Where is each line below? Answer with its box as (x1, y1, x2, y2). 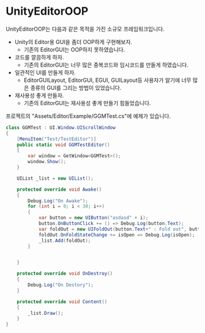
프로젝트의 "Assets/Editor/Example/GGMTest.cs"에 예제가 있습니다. (6, 112, 171, 120)
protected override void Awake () (17, 186, 102, 192)
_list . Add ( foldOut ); (38, 237, 91, 244)
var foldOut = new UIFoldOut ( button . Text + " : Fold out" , (38, 226, 187, 232)
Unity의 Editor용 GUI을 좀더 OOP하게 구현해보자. (14, 38, 133, 45)
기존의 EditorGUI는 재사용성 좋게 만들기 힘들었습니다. (23, 99, 151, 106)
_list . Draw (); (28, 310, 64, 316)
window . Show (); (28, 159, 67, 165)
